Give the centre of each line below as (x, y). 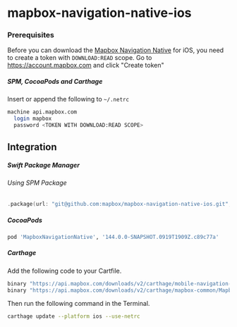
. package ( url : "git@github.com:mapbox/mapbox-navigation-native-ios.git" (118, 204)
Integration (32, 147)
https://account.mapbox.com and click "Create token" (86, 66)
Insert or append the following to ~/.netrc (68, 99)
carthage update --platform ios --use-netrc (74, 316)
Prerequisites (31, 35)
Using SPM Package (37, 183)
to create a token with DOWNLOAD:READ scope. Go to (80, 58)
